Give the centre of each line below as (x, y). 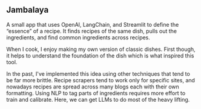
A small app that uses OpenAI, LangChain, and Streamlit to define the (93, 24)
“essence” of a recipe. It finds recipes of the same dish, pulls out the (92, 31)
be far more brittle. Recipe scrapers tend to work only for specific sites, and (101, 80)
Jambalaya (28, 10)
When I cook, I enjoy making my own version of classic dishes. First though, (101, 49)
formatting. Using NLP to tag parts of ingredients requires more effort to (96, 93)
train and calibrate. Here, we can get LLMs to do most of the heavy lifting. (98, 99)
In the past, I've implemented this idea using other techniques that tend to (98, 74)
